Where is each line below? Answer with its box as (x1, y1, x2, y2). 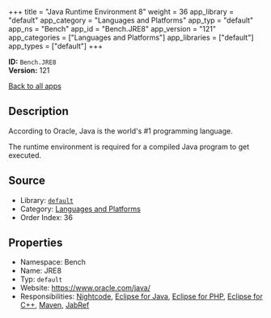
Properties (8, 236, 63, 250)
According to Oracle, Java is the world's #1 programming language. (8, 125, 233, 136)
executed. (8, 150, 42, 160)
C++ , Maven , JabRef (19, 300, 90, 310)
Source (8, 174, 46, 188)
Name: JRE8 (19, 266, 62, 276)
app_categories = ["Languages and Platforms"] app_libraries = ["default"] (8, 32, 254, 42)
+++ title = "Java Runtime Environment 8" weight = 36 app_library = (8, 7, 235, 16)
